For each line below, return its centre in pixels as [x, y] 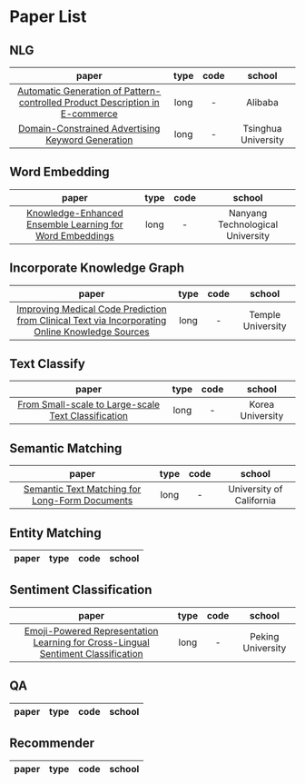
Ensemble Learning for [75, 224]
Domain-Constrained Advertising [89, 129]
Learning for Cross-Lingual [91, 642]
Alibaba [262, 102]
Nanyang [248, 213]
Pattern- [143, 91]
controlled [40, 102]
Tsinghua [262, 129]
